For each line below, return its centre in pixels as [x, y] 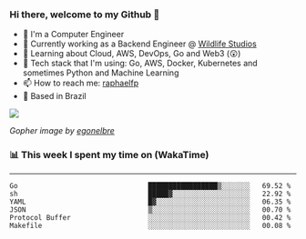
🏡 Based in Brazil [54, 96]
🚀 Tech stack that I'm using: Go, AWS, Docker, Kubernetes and [140, 64]
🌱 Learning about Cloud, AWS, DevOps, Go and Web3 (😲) [132, 54]
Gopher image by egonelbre [62, 131]
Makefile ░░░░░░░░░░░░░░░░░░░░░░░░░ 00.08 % [150, 225]
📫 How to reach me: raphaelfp [81, 83]
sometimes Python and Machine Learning [101, 73]
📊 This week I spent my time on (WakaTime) [109, 155]
